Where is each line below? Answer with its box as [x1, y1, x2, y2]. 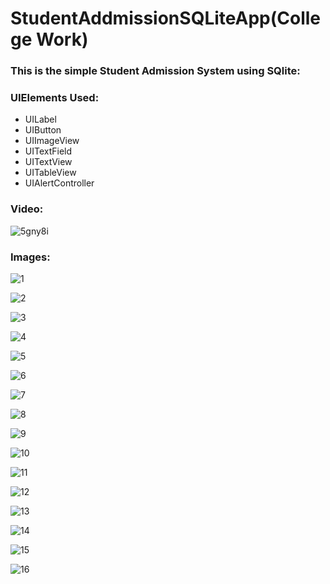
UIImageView [24, 135, 80, 147]
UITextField [24, 145, 73, 157]
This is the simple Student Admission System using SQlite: [10, 64, 301, 78]
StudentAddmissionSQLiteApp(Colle [10, 7, 322, 30]
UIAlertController [24, 177, 95, 189]
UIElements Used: [10, 91, 100, 105]
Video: [10, 202, 44, 216]
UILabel [24, 113, 57, 126]
